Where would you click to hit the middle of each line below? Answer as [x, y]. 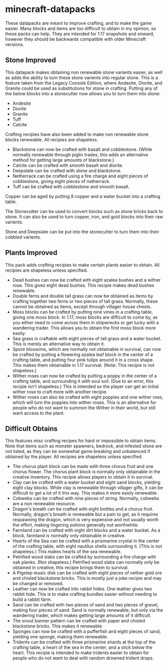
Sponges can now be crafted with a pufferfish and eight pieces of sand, [87, 631]
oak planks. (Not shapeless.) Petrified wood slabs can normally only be [86, 562]
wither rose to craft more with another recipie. [60, 391]
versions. [15, 44]
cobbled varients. [23, 237]
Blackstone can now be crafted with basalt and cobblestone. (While [82, 149]
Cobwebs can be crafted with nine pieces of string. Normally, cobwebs [86, 498]
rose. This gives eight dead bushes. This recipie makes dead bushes [83, 285]
